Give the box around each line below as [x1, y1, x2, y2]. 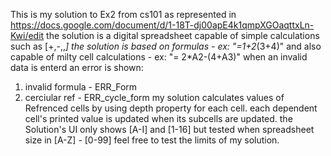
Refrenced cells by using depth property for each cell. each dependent [24, 102, 318, 114]
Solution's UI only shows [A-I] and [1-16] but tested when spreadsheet [24, 124, 315, 135]
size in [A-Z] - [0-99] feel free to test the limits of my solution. [24, 134, 280, 146]
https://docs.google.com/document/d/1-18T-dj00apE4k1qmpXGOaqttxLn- [10, 19, 315, 31]
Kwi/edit [10, 30, 45, 41]
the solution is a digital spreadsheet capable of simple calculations [46, 30, 320, 41]
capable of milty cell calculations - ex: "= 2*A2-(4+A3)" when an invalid [10, 51, 308, 63]
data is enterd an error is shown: [10, 62, 144, 73]
